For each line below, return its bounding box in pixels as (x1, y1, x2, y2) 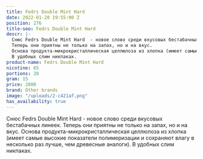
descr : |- (6, 31, 31, 37)
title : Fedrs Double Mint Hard (6, 8, 85, 15)
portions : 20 (6, 70, 39, 76)
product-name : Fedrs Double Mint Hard (6, 59, 104, 65)
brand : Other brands (6, 87, 59, 93)
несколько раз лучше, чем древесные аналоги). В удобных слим (6, 140, 175, 148)
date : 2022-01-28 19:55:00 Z (6, 14, 80, 20)
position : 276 (6, 20, 42, 26)
